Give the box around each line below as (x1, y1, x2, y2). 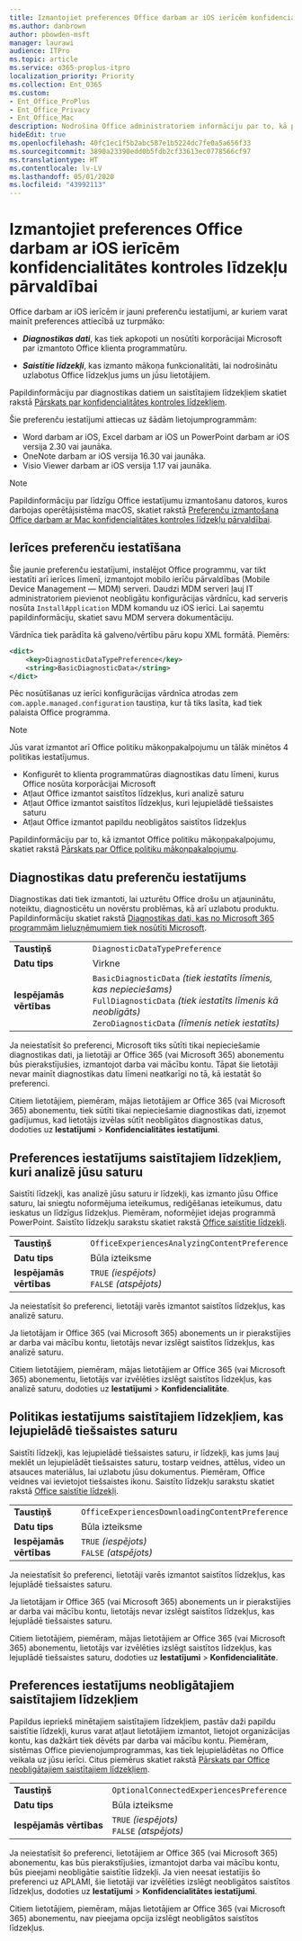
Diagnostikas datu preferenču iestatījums (9, 870, 247, 885)
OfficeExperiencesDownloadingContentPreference (80, 1507, 289, 1516)
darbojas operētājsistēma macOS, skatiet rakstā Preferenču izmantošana (9, 505, 280, 515)
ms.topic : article (9, 55, 78, 64)
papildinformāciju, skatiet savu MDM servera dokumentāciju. (9, 612, 235, 622)
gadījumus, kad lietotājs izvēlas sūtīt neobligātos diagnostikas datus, (9, 1114, 263, 1125)
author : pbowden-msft (9, 30, 91, 39)
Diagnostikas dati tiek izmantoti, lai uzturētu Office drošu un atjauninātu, (9, 894, 276, 905)
